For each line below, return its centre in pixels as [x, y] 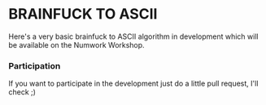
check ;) [22, 92]
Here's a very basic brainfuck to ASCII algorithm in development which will [133, 36]
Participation [35, 65]
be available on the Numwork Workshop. [76, 44]
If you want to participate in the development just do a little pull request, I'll [133, 84]
